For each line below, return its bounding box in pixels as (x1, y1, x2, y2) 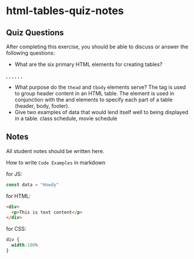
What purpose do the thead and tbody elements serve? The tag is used (14, 84, 186, 91)
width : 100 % (11, 243, 38, 248)
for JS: (6, 170, 22, 177)
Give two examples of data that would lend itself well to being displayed (14, 109, 189, 115)
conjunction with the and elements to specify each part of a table (14, 96, 173, 103)
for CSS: (6, 225, 26, 233)
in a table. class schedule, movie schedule (14, 115, 118, 122)
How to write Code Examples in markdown (6, 159, 106, 166)
